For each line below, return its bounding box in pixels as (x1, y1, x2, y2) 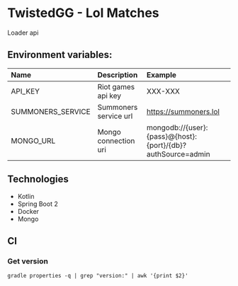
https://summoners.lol (146, 106, 220, 116)
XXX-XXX (146, 86, 181, 96)
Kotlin (17, 192, 35, 200)
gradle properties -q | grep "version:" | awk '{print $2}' (7, 273, 189, 280)
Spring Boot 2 (17, 200, 58, 208)
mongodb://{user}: (146, 122, 208, 132)
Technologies (7, 173, 69, 185)
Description (97, 69, 138, 79)
